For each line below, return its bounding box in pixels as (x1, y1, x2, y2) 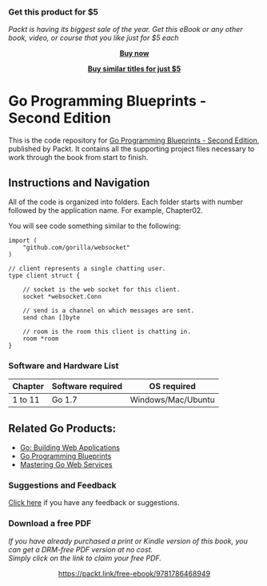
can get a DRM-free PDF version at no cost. (8, 544, 153, 554)
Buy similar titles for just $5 (87, 64, 181, 74)
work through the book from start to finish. (8, 153, 149, 163)
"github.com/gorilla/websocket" (22, 243, 130, 252)
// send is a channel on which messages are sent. (22, 307, 195, 315)
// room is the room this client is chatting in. (22, 327, 192, 336)
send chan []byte (22, 314, 81, 322)
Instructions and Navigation (8, 175, 150, 190)
